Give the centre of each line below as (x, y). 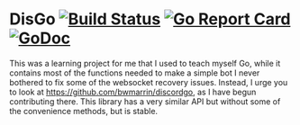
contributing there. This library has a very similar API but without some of (145, 101)
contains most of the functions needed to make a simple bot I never (135, 73)
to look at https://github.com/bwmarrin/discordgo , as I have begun (133, 92)
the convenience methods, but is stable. (84, 111)
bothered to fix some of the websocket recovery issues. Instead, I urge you (149, 82)
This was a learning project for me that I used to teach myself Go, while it (145, 63)
